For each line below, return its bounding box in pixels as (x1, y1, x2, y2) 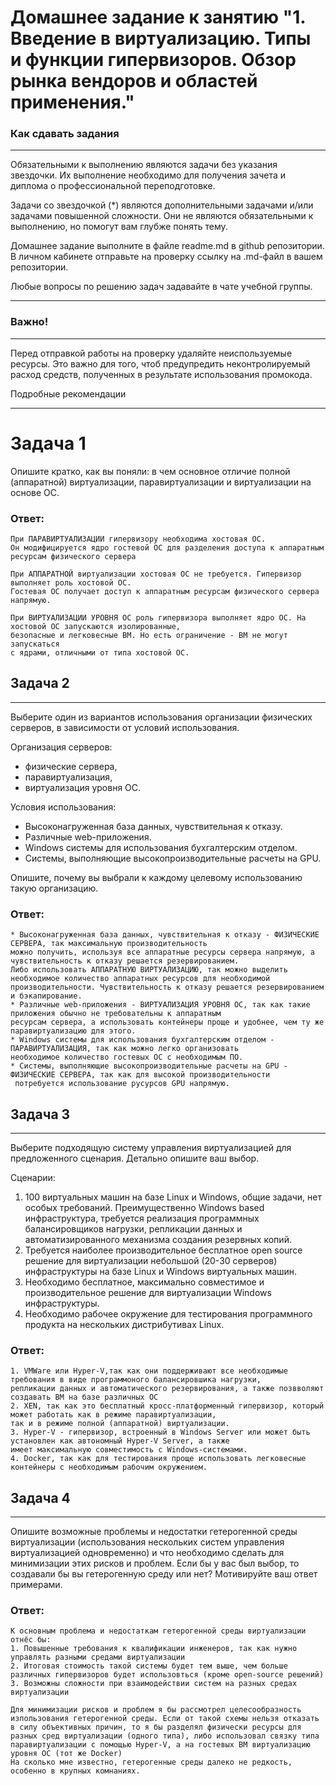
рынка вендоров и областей (10, 70, 258, 93)
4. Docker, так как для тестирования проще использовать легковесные (10, 1454, 307, 1464)
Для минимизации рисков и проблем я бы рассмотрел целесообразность (10, 1705, 302, 1715)
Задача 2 (10, 675, 70, 692)
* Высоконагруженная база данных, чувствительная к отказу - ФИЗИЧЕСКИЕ (10, 930, 320, 940)
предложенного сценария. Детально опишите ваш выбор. (10, 1152, 260, 1164)
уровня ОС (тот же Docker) (10, 1749, 123, 1759)
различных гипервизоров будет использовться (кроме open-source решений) (10, 1670, 325, 1680)
